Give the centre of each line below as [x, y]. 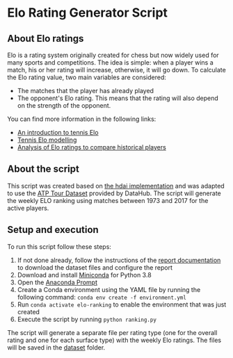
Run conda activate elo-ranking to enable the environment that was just [122, 304]
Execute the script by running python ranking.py [87, 319]
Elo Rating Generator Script [88, 13]
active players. [28, 208]
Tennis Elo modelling [47, 140]
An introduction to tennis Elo [58, 132]
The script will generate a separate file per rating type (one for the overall [112, 332]
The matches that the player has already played [86, 91]
